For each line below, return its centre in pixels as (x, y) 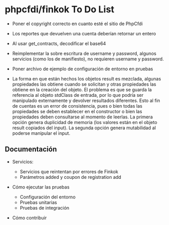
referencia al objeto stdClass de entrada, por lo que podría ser (78, 95)
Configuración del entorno (48, 197)
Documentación (31, 149)
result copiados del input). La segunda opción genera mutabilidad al (84, 128)
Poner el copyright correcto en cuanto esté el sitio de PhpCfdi (77, 24)
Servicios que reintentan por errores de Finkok (69, 171)
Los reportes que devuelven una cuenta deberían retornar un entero (84, 33)
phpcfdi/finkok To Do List (60, 9)
